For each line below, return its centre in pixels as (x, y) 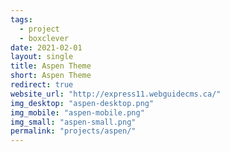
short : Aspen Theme (51, 76)
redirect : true (42, 85)
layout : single (42, 57)
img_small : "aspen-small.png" (73, 122)
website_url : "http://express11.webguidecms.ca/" (116, 94)
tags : (21, 19)
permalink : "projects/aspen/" (73, 131)
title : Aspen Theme (51, 66)
